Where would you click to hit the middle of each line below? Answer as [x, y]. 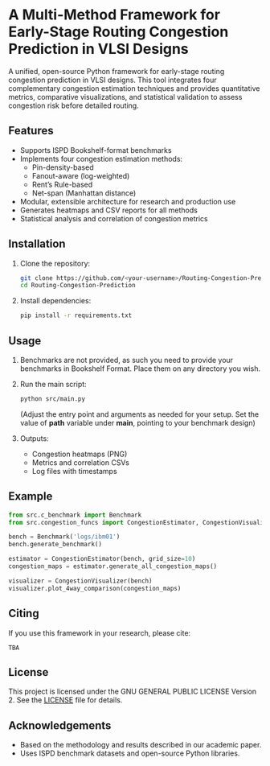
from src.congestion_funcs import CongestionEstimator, [104, 522]
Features [31, 131]
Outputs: [35, 438]
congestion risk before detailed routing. [74, 105]
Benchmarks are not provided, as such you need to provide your [127, 360]
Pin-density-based [63, 167]
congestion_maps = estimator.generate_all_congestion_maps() [113, 566]
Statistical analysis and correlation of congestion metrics [114, 218]
